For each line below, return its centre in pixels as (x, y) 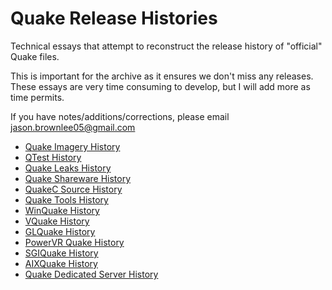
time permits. (37, 97)
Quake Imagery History (72, 146)
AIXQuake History (61, 263)
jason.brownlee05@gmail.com (73, 127)
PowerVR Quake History (74, 242)
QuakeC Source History (73, 189)
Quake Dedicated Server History (91, 274)
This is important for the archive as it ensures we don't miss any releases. (162, 76)
